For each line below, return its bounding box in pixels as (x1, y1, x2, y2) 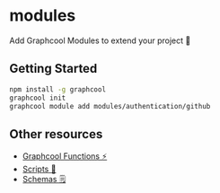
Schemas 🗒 (22, 174, 66, 185)
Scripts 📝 (22, 163, 57, 175)
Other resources (9, 127, 103, 142)
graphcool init (9, 93, 66, 102)
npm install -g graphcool (9, 84, 106, 94)
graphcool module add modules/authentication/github (9, 101, 211, 110)
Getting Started (9, 61, 98, 76)
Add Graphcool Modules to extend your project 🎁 (9, 35, 191, 46)
